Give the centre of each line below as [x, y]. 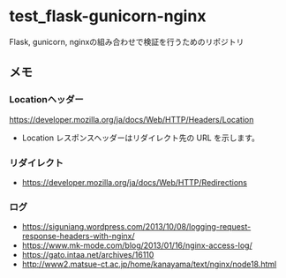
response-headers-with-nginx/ [78, 237]
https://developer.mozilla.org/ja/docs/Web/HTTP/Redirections [134, 182]
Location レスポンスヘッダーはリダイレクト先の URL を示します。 [141, 138]
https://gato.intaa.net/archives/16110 [88, 255]
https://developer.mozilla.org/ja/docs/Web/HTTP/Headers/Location [132, 119]
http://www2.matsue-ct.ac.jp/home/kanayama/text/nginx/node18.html [149, 264]
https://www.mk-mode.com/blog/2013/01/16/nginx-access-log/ [137, 245]
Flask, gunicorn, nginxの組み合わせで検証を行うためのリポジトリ [127, 41]
